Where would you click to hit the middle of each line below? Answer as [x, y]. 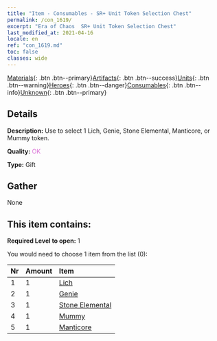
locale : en [23, 39]
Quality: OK [24, 151]
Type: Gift [21, 164]
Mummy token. [28, 137]
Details [22, 114]
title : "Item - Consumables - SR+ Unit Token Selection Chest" [100, 13]
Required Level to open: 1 [44, 241]
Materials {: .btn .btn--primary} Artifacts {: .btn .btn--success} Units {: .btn [108, 78]
